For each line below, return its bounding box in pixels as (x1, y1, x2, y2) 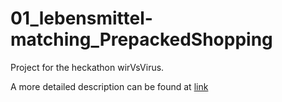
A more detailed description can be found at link (10, 80, 209, 92)
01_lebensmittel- (10, 7, 153, 30)
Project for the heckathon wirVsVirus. (10, 61, 165, 73)
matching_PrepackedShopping (10, 28, 273, 51)
